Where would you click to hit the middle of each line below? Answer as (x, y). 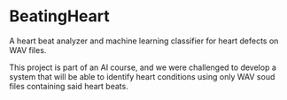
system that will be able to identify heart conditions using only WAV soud (142, 76)
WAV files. (28, 50)
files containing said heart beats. (69, 86)
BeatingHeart (60, 16)
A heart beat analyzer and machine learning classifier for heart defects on (144, 41)
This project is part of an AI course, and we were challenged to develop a (143, 67)
